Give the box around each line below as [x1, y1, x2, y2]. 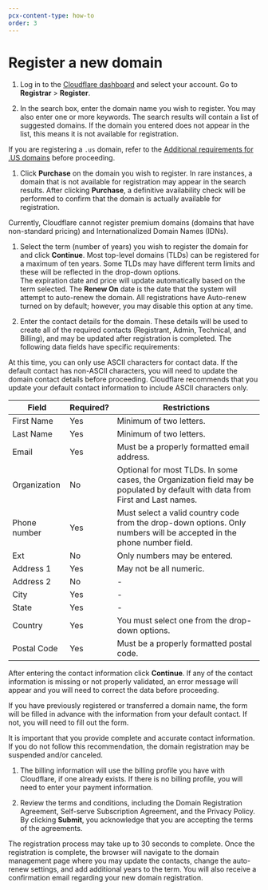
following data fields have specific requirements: [19, 342, 180, 352]
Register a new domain [8, 53, 164, 72]
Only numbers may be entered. [116, 550, 233, 561]
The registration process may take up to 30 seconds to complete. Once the [8, 839, 255, 848]
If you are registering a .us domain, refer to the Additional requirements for [8, 144, 254, 154]
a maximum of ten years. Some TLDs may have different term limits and [19, 259, 255, 268]
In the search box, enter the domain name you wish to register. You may [19, 104, 256, 113]
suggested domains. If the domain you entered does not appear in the [19, 121, 250, 130]
